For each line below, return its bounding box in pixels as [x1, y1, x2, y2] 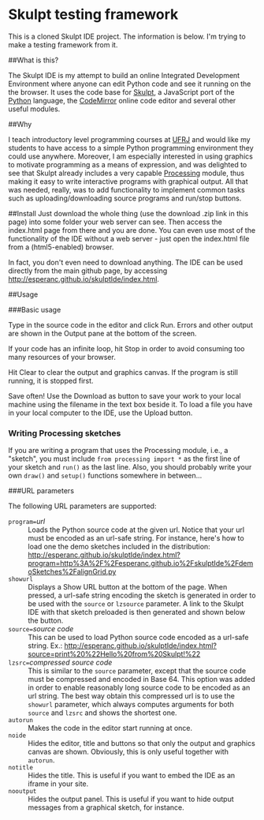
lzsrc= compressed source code [8, 657, 113, 668]
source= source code [8, 624, 74, 634]
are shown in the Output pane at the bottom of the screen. [8, 328, 197, 338]
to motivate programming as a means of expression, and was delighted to [8, 159, 247, 169]
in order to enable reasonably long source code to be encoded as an [28, 683, 251, 692]
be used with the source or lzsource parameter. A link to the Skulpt [28, 599, 244, 608]
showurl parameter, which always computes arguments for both [28, 700, 234, 710]
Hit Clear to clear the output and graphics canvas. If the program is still [8, 367, 239, 376]
